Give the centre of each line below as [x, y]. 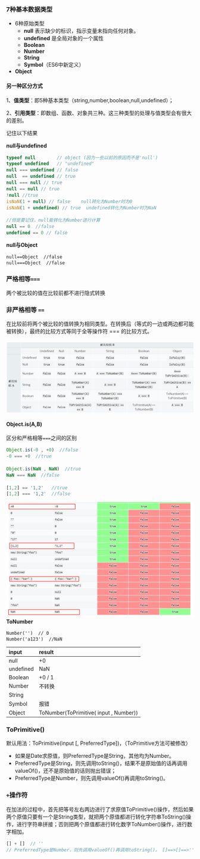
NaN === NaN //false [33, 475]
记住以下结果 [22, 133]
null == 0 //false [30, 227]
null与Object [22, 244]
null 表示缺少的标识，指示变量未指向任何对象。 [81, 31]
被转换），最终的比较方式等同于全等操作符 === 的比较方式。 [79, 331]
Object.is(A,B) [24, 424]
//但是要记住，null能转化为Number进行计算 [53, 220]
